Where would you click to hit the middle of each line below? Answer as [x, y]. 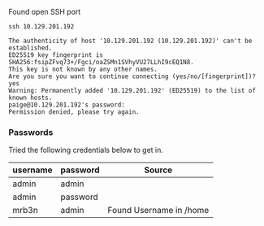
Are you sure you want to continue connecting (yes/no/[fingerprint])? [132, 76]
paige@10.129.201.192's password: [67, 105]
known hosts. [30, 98]
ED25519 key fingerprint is [56, 55]
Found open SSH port [45, 12]
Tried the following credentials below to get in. [86, 150]
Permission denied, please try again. [74, 112]
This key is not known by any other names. [83, 69]
